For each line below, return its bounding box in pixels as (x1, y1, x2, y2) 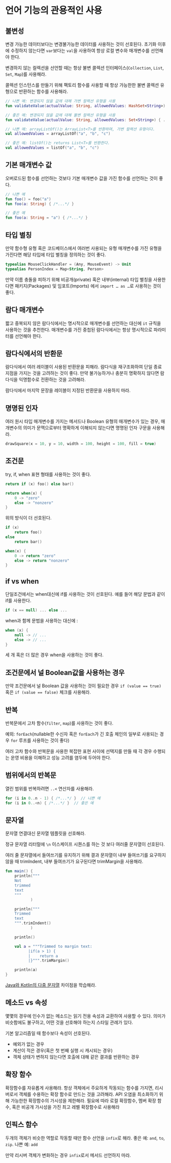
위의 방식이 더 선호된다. (5, 515, 52, 521)
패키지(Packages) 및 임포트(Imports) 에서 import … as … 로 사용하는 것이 (14, 283, 161, 289)
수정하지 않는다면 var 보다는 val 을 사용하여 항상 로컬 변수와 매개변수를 (10, 48, 150, 54)
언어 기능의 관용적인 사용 (5, 5, 103, 16)
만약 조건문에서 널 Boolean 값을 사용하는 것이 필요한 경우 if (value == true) (5, 683, 162, 689)
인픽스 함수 (5, 1120, 38, 1129)
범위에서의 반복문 (5, 771, 57, 780)
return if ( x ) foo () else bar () (5, 481, 74, 486)
